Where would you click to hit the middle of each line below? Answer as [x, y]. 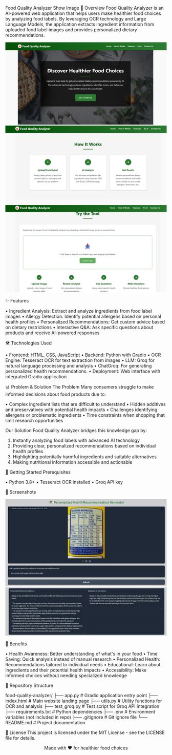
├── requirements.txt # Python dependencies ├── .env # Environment [80, 712]
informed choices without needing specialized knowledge [66, 676]
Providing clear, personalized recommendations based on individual [84, 445]
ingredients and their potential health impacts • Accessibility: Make [76, 670]
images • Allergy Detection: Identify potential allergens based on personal [83, 316]
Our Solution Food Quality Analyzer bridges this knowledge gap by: [76, 430]
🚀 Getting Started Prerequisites [38, 472]
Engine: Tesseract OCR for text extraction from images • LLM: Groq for [80, 360]
